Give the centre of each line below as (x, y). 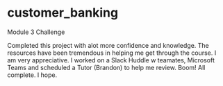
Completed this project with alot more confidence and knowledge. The (108, 45)
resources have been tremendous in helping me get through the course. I (112, 53)
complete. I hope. (32, 75)
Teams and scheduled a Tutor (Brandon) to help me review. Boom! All (106, 67)
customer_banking (63, 13)
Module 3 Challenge (36, 32)
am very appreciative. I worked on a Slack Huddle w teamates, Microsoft (111, 60)
